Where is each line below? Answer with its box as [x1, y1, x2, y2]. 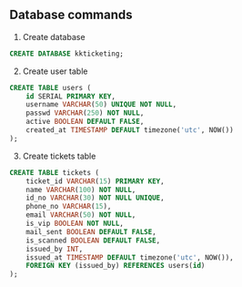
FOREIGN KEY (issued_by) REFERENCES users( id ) [25, 261, 206, 271]
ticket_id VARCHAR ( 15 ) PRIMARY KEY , [25, 177, 166, 186]
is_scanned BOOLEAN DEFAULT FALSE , [25, 236, 161, 245]
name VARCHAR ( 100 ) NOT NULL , [25, 185, 136, 194]
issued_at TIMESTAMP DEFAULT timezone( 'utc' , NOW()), [25, 252, 234, 262]
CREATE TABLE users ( [9, 83, 92, 92]
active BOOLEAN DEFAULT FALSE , [25, 118, 145, 127]
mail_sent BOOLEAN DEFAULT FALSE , [25, 227, 156, 236]
